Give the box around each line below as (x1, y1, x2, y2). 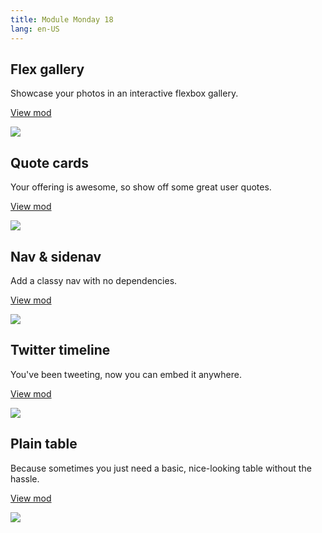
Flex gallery (10, 61, 85, 78)
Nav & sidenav (10, 248, 102, 265)
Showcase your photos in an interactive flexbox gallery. (10, 87, 239, 100)
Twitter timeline (10, 342, 111, 359)
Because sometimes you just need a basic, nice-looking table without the (10, 462, 312, 474)
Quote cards (10, 154, 90, 171)
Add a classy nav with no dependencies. (10, 274, 178, 286)
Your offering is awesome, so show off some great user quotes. (10, 181, 272, 193)
